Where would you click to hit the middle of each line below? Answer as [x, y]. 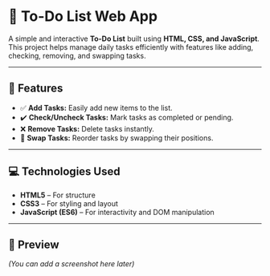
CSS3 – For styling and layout [69, 203]
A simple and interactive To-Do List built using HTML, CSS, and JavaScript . [134, 39]
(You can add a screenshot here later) [72, 264]
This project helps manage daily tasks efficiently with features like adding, [131, 47]
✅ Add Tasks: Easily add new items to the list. [96, 108]
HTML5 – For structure [58, 195]
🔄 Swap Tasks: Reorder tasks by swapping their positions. [117, 138]
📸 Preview [34, 244]
